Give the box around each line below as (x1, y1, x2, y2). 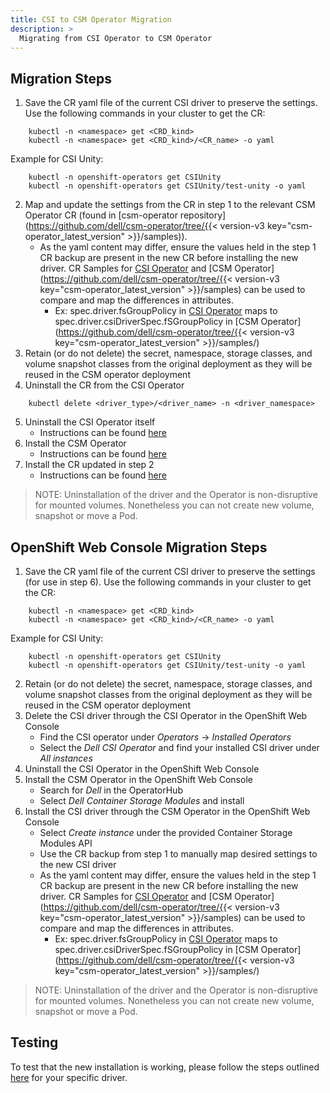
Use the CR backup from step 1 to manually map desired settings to (39, 848, 318, 860)
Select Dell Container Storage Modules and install (39, 795, 245, 806)
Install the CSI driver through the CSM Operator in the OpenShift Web (24, 806, 311, 817)
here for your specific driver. (10, 1071, 128, 1083)
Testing (10, 1034, 59, 1051)
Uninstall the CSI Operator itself (24, 416, 156, 428)
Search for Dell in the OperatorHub (39, 784, 183, 796)
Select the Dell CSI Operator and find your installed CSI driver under (39, 742, 320, 753)
